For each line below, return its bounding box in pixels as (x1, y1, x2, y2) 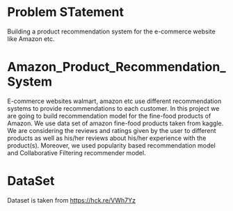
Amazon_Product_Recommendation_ (7, 59, 226, 75)
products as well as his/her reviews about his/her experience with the (7, 134, 207, 142)
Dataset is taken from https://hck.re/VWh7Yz (7, 196, 136, 204)
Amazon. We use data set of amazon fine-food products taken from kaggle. (7, 119, 224, 127)
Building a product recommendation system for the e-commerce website (7, 27, 216, 36)
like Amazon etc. (7, 34, 55, 42)
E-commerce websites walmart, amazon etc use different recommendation (7, 97, 222, 105)
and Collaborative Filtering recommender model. (7, 148, 146, 157)
